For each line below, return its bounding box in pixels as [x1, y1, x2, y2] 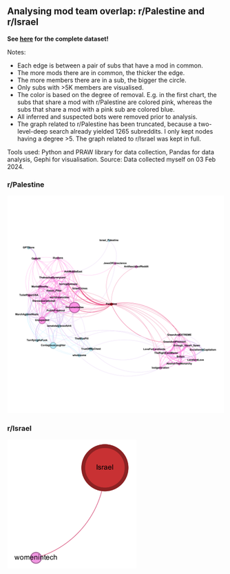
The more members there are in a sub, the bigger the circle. [17, 76, 187, 84]
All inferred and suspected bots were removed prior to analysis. [17, 112, 198, 121]
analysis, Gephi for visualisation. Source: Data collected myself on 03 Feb [7, 155, 216, 163]
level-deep [17, 127, 48, 135]
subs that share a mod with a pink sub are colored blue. [17, 105, 176, 113]
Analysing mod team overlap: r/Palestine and [7, 6, 205, 17]
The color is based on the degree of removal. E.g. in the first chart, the [17, 90, 217, 99]
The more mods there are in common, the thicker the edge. [17, 68, 185, 76]
